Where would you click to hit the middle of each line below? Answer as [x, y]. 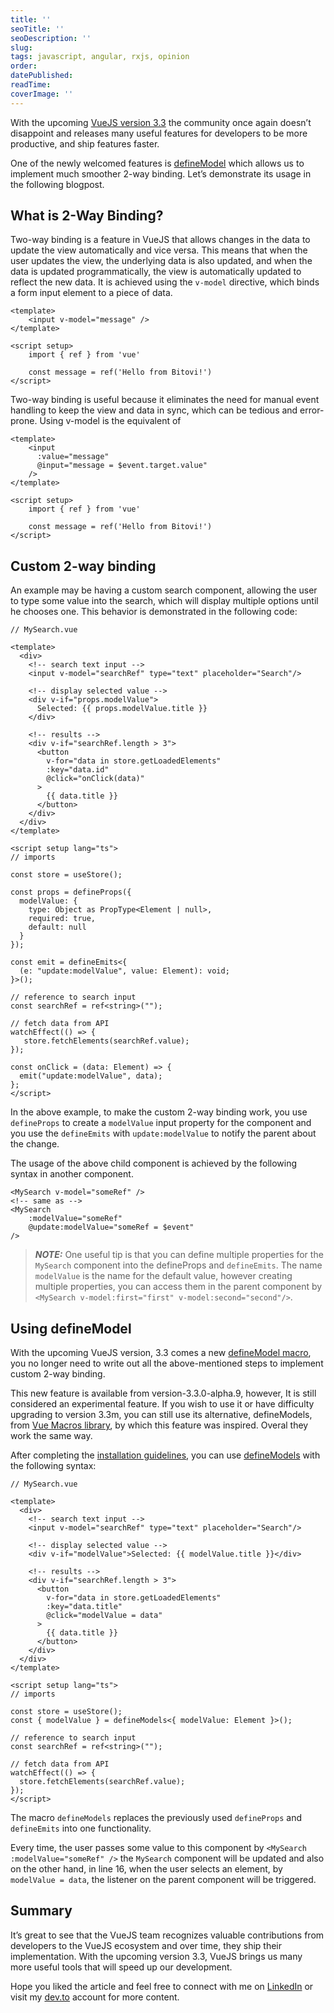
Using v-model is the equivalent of [110, 421]
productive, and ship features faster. [85, 143]
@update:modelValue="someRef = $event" [111, 1227]
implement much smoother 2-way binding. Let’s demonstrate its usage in [161, 173]
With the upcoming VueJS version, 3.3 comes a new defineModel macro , [161, 1353]
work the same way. [51, 1436]
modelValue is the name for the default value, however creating [163, 1276]
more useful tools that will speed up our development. [121, 1967]
